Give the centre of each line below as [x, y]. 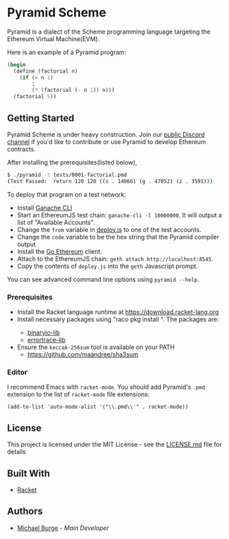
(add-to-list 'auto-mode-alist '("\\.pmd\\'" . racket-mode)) [98, 407]
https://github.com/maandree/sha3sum [83, 355]
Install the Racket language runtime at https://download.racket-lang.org [118, 312]
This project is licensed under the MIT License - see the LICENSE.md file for [114, 444]
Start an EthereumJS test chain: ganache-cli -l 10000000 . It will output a [119, 215]
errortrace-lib [46, 340]
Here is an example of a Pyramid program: [67, 52]
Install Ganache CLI [45, 208]
